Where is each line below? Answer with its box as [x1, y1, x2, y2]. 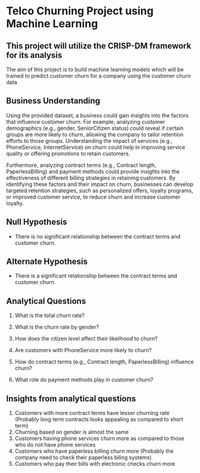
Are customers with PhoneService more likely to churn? [14, 347, 152, 354]
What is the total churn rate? [14, 312, 85, 319]
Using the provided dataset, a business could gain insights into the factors [6, 112, 189, 119]
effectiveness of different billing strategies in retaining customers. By [6, 174, 176, 181]
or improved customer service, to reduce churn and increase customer [6, 193, 181, 200]
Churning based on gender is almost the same [14, 429, 129, 436]
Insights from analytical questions [6, 393, 136, 404]
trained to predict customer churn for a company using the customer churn [6, 72, 191, 79]
